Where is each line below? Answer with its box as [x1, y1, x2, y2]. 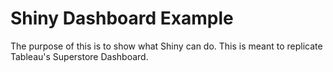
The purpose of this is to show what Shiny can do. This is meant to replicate [10, 40, 323, 52]
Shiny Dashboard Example [10, 7, 234, 30]
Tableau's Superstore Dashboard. [10, 50, 149, 62]
